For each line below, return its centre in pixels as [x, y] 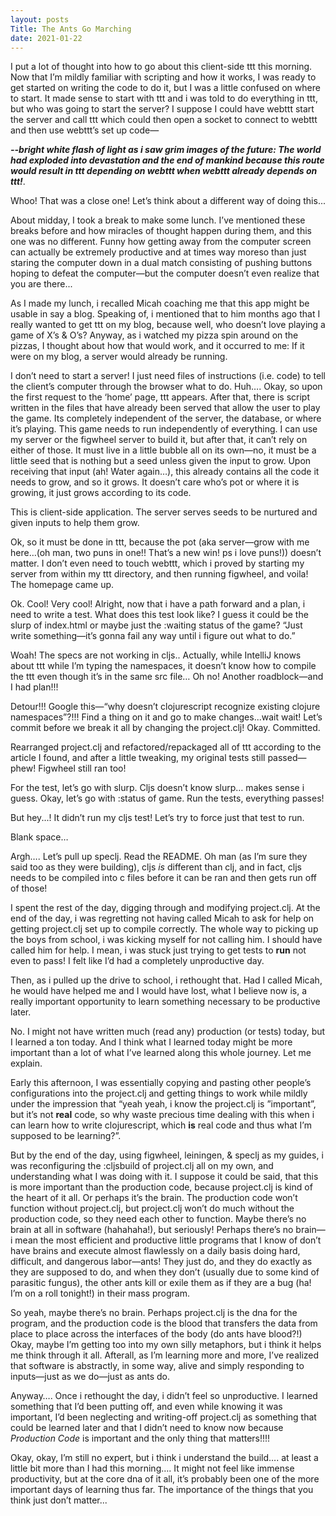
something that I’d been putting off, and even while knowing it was [146, 1407]
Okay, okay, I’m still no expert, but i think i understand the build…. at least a [164, 1458]
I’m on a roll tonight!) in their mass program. [100, 1293]
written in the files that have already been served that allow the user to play [165, 408]
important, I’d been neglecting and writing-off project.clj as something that [163, 1417]
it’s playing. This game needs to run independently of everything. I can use [164, 429]
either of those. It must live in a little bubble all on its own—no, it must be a [163, 450]
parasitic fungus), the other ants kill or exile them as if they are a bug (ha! [161, 1283]
